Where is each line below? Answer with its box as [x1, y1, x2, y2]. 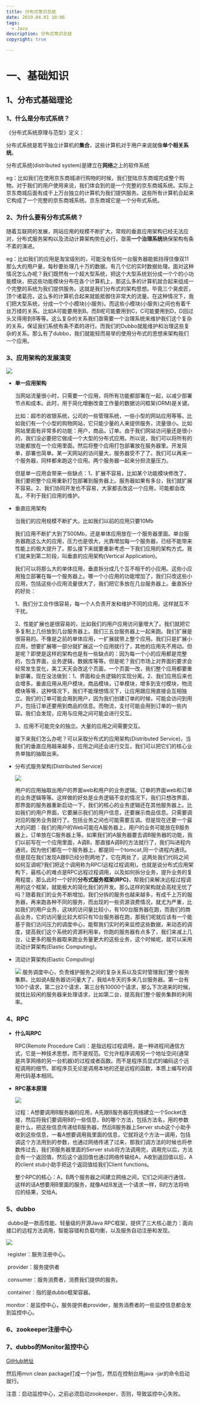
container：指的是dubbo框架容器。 [7, 1289, 94, 1296]
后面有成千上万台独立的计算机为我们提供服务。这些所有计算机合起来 [26, 189, 194, 196]
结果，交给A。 [25, 1188, 61, 1195]
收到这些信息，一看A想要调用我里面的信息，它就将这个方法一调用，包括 [14, 1131, 191, 1138]
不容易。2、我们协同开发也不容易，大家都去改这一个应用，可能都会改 [14, 484, 186, 492]
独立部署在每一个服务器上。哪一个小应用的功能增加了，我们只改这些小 [20, 573, 192, 580]
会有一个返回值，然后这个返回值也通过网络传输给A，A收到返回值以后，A [14, 1153, 193, 1160]
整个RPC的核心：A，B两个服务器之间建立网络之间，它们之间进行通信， [14, 1173, 189, 1181]
